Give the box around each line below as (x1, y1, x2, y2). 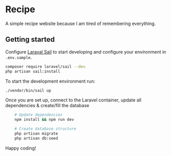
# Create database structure (14, 126, 77, 132)
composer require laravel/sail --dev (5, 64, 86, 69)
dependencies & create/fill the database (5, 102, 89, 109)
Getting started (5, 35, 55, 44)
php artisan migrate (14, 131, 58, 136)
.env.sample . (5, 54, 32, 60)
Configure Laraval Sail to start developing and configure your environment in (5, 48, 166, 55)
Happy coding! (5, 145, 37, 151)
